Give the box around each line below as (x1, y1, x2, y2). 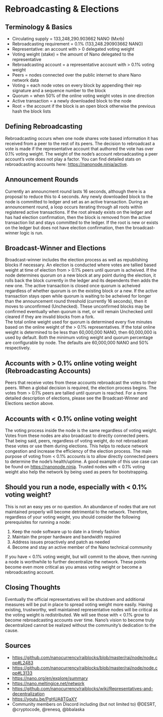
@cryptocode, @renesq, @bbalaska (12, 706, 85, 712)
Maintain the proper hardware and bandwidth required (12, 534, 121, 539)
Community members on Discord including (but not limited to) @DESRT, (12, 701, 157, 707)
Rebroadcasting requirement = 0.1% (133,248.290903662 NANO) (12, 41, 144, 47)
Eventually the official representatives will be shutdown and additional (5, 596, 145, 602)
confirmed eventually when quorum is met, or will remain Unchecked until (5, 309, 153, 315)
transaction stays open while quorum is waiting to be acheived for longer (5, 293, 151, 299)
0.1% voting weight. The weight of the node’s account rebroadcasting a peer (5, 151, 158, 157)
